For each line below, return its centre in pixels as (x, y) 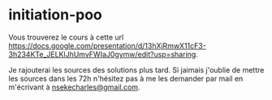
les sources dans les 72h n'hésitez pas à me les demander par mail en (126, 78)
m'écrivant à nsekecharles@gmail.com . (74, 87)
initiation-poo (56, 15)
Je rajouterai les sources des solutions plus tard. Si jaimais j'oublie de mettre (136, 69)
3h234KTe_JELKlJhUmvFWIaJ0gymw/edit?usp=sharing (102, 54)
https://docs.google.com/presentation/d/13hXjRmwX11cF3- (108, 45)
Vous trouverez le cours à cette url (66, 37)
